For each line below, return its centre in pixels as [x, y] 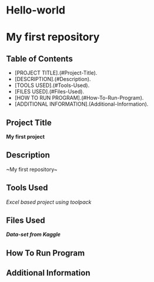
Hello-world [36, 10]
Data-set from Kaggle [33, 234]
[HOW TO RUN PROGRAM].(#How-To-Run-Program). [79, 98]
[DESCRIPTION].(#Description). [53, 79]
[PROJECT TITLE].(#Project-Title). [56, 73]
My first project [26, 137]
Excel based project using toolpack [49, 202]
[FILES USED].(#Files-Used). [49, 92]
